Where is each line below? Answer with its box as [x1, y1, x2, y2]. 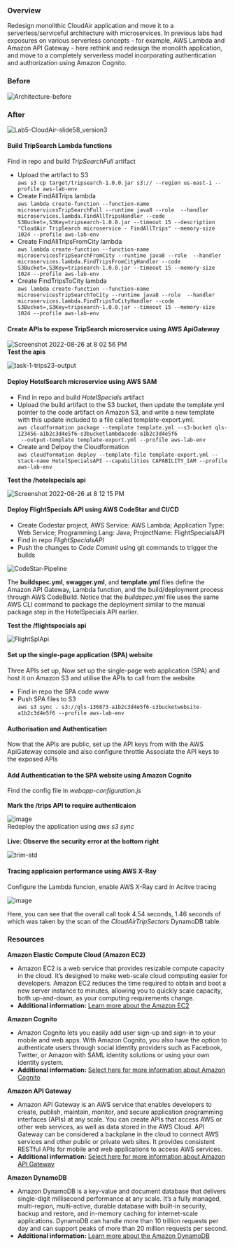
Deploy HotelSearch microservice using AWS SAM [7, 377, 157, 385]
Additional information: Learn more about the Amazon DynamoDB [17, 1232, 210, 1240]
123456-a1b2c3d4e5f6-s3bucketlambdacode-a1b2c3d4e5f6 [17, 430, 178, 437]
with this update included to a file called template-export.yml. [17, 415, 194, 424]
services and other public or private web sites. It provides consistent [17, 1137, 215, 1145]
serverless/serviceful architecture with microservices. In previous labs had [7, 29, 222, 37]
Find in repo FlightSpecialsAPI [17, 535, 105, 544]
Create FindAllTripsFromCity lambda [17, 237, 122, 246]
